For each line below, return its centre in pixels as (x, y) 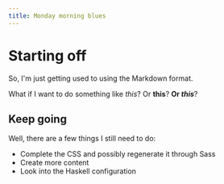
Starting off (48, 55)
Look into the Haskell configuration (78, 171)
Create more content (54, 163)
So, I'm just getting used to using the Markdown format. (101, 78)
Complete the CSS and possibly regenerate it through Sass (118, 154)
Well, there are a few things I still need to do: (82, 139)
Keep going (37, 119)
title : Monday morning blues (57, 16)
